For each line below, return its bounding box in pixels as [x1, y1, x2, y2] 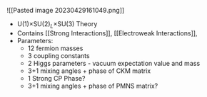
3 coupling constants [27, 51, 90, 59]
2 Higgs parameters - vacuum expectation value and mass [27, 59, 201, 67]
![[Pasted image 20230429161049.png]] [6, 6, 125, 14]
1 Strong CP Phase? [27, 74, 86, 82]
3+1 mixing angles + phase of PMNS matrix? [27, 81, 158, 90]
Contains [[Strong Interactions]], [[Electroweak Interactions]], [16, 28, 198, 38]
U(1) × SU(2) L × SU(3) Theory [16, 20, 98, 30]
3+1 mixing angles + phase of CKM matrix [27, 67, 151, 75]
